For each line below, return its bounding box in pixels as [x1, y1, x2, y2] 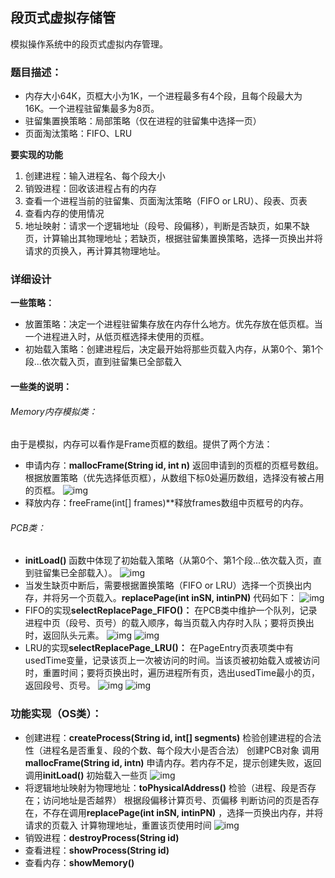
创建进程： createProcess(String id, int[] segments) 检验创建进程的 [24, 731, 305, 743]
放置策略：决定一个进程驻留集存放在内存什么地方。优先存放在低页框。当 [24, 318, 323, 330]
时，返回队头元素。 [24, 629, 105, 642]
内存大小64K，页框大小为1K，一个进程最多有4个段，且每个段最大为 [24, 90, 303, 102]
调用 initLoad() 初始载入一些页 [24, 769, 148, 781]
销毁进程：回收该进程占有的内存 [24, 183, 157, 195]
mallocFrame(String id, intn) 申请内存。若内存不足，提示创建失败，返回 [24, 756, 322, 768]
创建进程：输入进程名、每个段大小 [24, 170, 166, 182]
